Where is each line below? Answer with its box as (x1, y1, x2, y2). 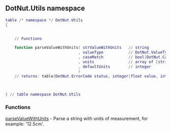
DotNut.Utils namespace (5, 4, 85, 13)
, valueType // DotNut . (78, 50, 152, 55)
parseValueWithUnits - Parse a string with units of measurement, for (5, 115, 148, 121)
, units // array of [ (78, 60, 158, 65)
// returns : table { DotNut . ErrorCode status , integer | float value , (14, 73, 158, 78)
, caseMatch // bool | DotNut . (78, 55, 163, 60)
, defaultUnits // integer (78, 64, 152, 69)
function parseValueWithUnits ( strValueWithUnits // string (14, 45, 149, 50)
